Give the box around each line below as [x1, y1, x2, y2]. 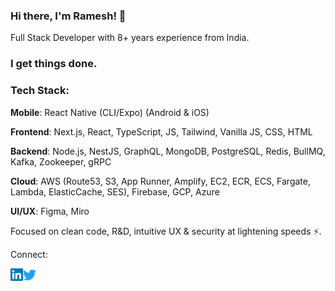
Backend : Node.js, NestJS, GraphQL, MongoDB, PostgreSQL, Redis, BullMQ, [10, 145, 326, 157]
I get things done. [10, 57, 98, 71]
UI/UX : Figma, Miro [10, 205, 90, 217]
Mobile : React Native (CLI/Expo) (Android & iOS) [10, 106, 210, 118]
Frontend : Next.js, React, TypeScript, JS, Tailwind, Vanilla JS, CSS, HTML [10, 125, 313, 138]
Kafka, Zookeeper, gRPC [10, 155, 112, 168]
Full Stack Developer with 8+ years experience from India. [10, 32, 250, 44]
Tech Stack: [10, 84, 70, 98]
